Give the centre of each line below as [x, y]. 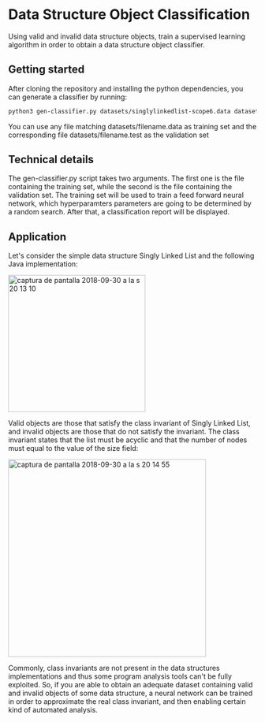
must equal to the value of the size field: [73, 448]
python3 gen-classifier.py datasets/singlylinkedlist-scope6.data [119, 111]
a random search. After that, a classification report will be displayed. [119, 212]
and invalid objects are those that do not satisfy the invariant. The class [124, 432]
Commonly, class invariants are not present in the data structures [114, 668]
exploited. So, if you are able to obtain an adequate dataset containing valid [131, 685]
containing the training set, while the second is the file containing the [120, 187]
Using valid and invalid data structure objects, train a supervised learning [127, 36]
